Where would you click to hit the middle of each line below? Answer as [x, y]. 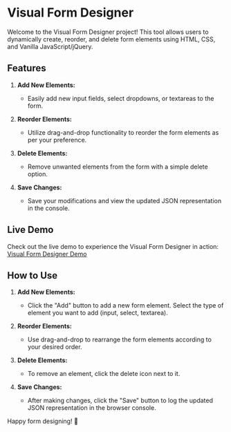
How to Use [33, 275]
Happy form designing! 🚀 [43, 421]
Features [27, 68]
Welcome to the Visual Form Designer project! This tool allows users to [108, 32]
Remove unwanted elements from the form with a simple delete [118, 167]
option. [38, 173]
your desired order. [55, 347]
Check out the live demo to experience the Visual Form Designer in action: [113, 246]
